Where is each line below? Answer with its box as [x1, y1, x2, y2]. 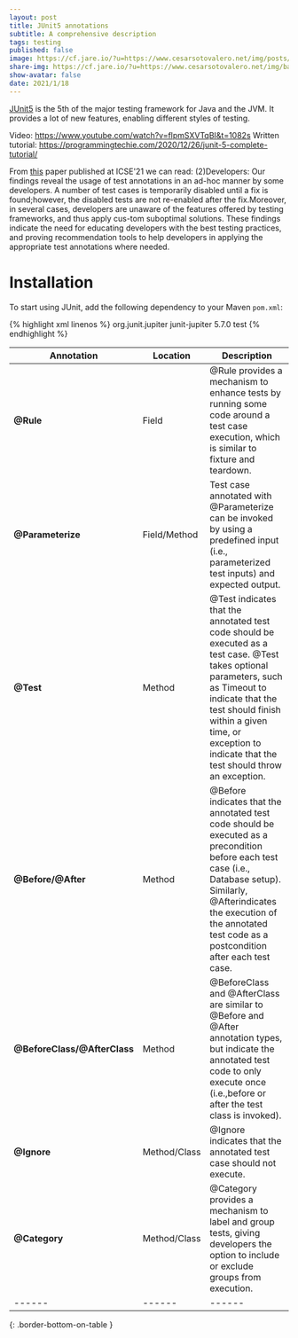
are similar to [209, 998, 263, 1011]
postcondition [209, 939, 268, 951]
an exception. [209, 770, 266, 782]
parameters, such [209, 670, 283, 683]
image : [9, 54, 34, 63]
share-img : [9, 63, 50, 72]
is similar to [209, 442, 257, 454]
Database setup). [209, 872, 282, 885]
